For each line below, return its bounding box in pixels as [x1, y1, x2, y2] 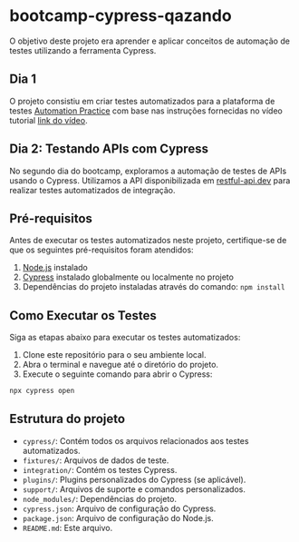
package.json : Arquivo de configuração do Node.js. [22, 512, 215, 523]
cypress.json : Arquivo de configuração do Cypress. [22, 503, 217, 514]
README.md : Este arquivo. [22, 522, 113, 533]
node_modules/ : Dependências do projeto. [22, 493, 178, 504]
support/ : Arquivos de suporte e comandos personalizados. [22, 483, 246, 495]
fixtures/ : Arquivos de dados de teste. [22, 455, 169, 466]
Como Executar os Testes [9, 308, 157, 323]
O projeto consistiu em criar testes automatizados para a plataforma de [9, 95, 275, 106]
